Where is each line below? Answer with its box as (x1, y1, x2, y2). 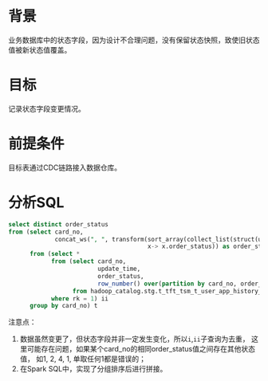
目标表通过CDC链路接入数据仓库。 (8, 163, 122, 172)
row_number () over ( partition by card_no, (97, 280, 238, 288)
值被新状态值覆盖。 (8, 45, 72, 54)
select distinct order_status (8, 220, 109, 228)
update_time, (97, 265, 141, 273)
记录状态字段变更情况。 (8, 104, 85, 113)
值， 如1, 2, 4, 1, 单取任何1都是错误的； (19, 354, 146, 363)
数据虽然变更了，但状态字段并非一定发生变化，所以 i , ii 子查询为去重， (19, 334, 250, 344)
